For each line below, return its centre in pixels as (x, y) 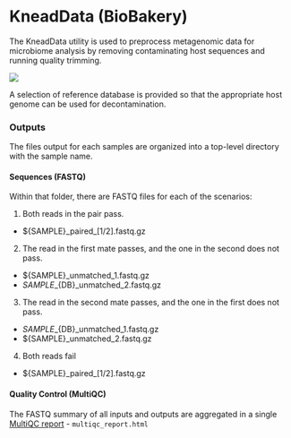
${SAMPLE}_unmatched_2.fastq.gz (87, 339)
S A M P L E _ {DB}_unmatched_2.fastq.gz (92, 285)
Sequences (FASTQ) (48, 176)
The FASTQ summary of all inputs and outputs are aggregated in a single (143, 414)
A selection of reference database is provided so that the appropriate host (146, 94)
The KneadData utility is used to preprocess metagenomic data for (132, 41)
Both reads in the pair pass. (73, 214)
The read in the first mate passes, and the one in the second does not (151, 249)
